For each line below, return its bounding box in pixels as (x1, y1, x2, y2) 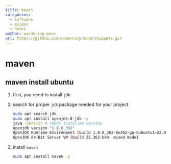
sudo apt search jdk (12, 111, 57, 116)
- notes (10, 26, 27, 32)
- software (10, 17, 33, 22)
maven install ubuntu (5, 78, 74, 87)
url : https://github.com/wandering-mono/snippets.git (5, 36, 123, 41)
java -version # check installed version (12, 121, 103, 126)
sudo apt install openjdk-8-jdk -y (12, 116, 89, 121)
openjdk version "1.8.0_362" (12, 125, 75, 130)
